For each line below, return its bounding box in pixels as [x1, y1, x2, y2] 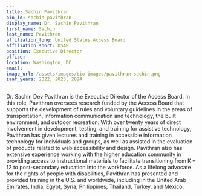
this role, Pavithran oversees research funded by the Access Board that [6, 99, 184, 106]
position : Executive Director [6, 48, 83, 54]
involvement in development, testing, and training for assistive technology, [6, 125, 192, 132]
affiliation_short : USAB [6, 43, 69, 49]
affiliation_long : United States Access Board [6, 37, 126, 43]
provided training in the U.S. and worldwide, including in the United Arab [6, 177, 186, 184]
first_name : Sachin [6, 25, 56, 32]
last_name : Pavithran [6, 31, 61, 38]
